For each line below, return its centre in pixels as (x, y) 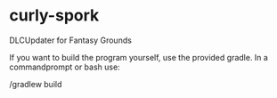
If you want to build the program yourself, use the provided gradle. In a (139, 57)
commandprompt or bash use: (65, 67)
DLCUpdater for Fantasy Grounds (70, 40)
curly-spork (54, 16)
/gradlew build (36, 84)
